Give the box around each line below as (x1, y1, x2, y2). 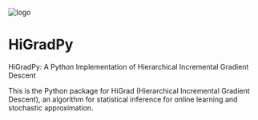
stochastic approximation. (8, 102, 94, 112)
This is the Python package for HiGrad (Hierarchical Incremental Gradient (8, 86, 250, 95)
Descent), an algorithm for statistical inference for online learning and (8, 94, 238, 104)
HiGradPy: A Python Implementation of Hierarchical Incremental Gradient (8, 62, 249, 71)
